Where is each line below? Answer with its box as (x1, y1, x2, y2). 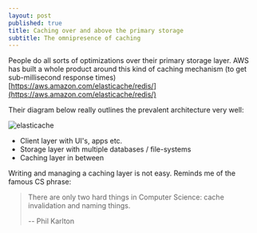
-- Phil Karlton (27, 216, 75, 226)
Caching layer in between (19, 153, 105, 163)
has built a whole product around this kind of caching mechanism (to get (8, 65, 247, 74)
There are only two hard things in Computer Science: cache (27, 192, 225, 202)
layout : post (8, 11, 52, 20)
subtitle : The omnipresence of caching (8, 34, 141, 42)
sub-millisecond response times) (8, 73, 117, 82)
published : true (8, 19, 62, 27)
